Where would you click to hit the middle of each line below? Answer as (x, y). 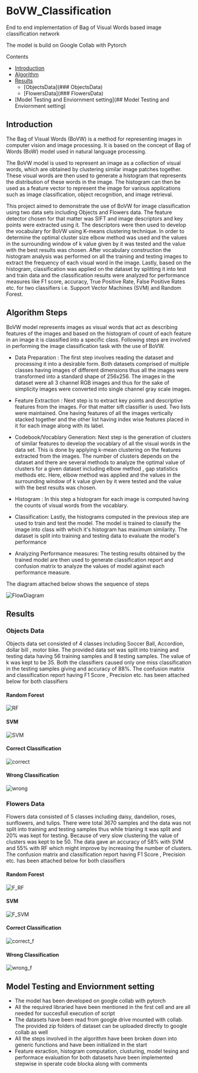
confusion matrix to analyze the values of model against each (90, 566)
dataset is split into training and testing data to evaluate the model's (97, 535)
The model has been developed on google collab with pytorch (90, 1001)
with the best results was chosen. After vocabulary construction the (89, 250)
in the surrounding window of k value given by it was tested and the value (96, 244)
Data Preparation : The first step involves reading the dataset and (94, 357)
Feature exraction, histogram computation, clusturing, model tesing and (102, 1051)
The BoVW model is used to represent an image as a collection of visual (94, 163)
